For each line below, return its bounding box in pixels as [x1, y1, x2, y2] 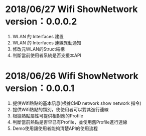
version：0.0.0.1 [5, 83, 75, 94]
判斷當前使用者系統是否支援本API [12, 52, 82, 58]
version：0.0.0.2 [5, 16, 77, 27]
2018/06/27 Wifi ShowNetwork [5, 4, 138, 15]
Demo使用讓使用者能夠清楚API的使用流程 [12, 125, 98, 131]
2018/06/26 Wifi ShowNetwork [5, 71, 139, 82]
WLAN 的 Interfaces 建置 [12, 33, 64, 39]
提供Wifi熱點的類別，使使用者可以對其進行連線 [12, 106, 109, 112]
